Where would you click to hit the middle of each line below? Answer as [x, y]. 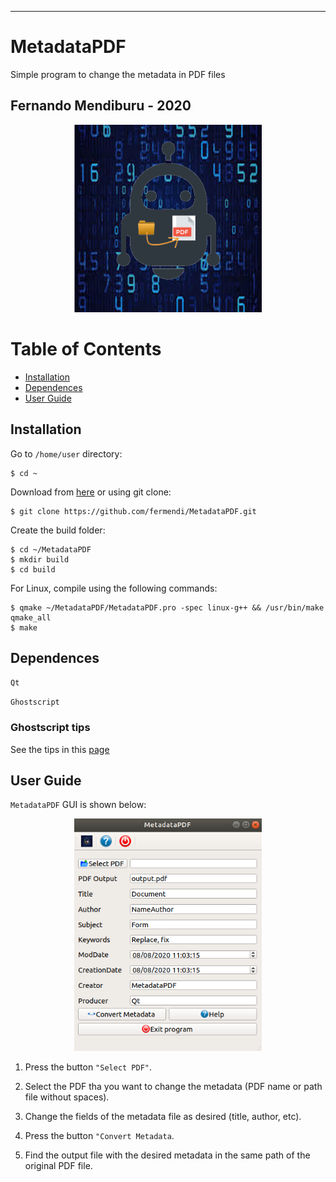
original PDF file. [58, 1165]
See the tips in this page [60, 749]
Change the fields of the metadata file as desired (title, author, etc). [163, 1116]
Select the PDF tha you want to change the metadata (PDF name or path [173, 1086]
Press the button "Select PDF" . [88, 1067]
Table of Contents [86, 348]
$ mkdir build [40, 559]
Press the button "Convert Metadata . [99, 1135]
